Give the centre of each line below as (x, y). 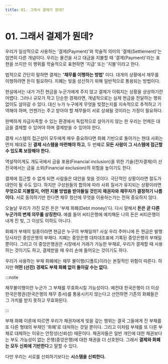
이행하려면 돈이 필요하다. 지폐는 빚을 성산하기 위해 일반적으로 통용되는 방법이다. (83, 81)
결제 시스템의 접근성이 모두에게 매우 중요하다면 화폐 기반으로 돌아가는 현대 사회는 (84, 138)
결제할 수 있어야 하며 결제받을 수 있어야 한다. (58, 127)
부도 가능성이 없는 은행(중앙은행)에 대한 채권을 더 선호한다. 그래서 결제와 (81, 339)
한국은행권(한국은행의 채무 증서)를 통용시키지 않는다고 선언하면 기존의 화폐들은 (82, 294)
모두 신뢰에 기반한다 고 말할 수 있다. (44, 346)
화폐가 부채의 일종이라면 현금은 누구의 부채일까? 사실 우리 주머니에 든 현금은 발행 (84, 231)
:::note (12, 277)
